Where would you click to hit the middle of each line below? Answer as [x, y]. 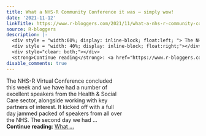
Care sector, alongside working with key [57, 100]
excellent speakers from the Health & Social [62, 94]
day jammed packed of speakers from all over [64, 113]
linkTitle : [20, 23]
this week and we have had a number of [57, 87]
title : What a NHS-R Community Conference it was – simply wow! [90, 12]
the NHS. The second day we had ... [52, 119]
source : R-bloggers [31, 29]
